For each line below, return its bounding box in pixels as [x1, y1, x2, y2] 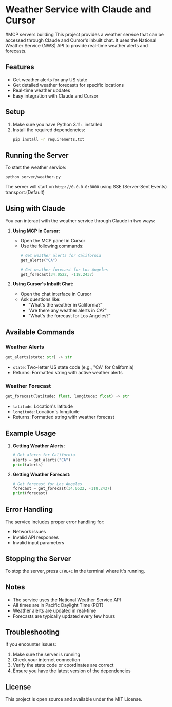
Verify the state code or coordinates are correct [12, 662, 114, 668]
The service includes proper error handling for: [5, 519, 105, 525]
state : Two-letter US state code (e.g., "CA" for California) [12, 364, 135, 370]
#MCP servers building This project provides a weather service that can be [5, 31, 164, 37]
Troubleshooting [5, 628, 60, 637]
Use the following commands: [20, 243, 84, 249]
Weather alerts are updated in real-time [12, 607, 97, 614]
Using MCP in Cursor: [12, 227, 60, 234]
